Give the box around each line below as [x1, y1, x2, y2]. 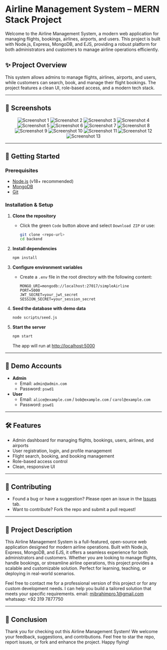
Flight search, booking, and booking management [12, 453, 114, 459]
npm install [12, 255, 37, 260]
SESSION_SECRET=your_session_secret [19, 297, 96, 302]
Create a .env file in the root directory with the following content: [19, 274, 153, 280]
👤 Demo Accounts [5, 362, 62, 370]
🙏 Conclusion [5, 615, 47, 624]
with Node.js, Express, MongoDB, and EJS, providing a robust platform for [5, 41, 157, 47]
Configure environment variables [12, 264, 83, 270]
